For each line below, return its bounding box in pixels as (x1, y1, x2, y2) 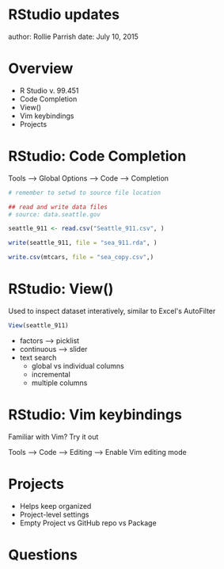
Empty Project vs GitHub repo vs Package (19, 517, 157, 528)
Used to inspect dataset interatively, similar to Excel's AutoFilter (8, 307, 216, 315)
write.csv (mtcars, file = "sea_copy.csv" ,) (8, 254, 154, 262)
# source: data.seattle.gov (8, 210, 101, 219)
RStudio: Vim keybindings (8, 406, 182, 424)
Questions (8, 545, 78, 563)
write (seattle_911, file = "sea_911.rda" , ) (8, 239, 158, 247)
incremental (31, 369, 71, 379)
